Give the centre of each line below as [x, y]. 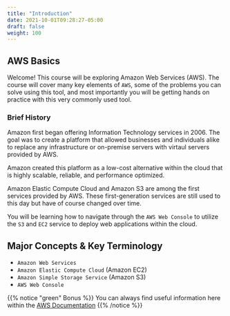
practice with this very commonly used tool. [69, 100]
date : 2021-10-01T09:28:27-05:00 [55, 20]
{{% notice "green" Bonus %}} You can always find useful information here [114, 298]
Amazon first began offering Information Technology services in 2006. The [114, 133]
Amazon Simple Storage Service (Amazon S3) [82, 277]
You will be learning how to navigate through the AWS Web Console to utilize [113, 217]
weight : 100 [24, 33]
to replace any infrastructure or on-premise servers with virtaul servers [108, 147]
